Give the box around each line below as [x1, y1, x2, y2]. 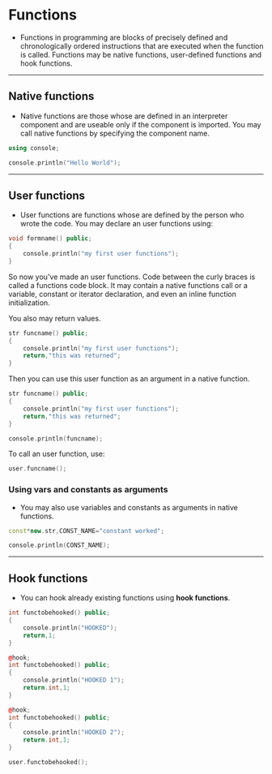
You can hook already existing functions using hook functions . [19, 593, 231, 603]
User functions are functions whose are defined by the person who [19, 210, 244, 220]
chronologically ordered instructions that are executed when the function [19, 41, 265, 50]
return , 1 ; [23, 631, 57, 639]
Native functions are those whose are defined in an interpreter [19, 111, 228, 121]
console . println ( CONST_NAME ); [8, 541, 111, 549]
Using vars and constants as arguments [8, 484, 168, 496]
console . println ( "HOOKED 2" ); [23, 729, 125, 737]
